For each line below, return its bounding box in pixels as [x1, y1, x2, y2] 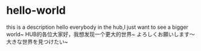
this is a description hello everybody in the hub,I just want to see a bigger [6, 23, 189, 31]
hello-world [6, 4, 66, 17]
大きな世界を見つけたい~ [6, 38, 68, 45]
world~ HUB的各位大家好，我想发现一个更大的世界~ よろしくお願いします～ [6, 31, 195, 38]
